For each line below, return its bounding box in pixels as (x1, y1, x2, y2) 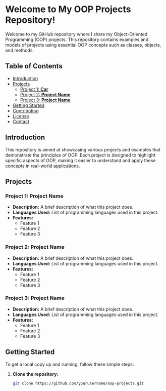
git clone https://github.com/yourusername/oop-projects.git (12, 381, 144, 386)
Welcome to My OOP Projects (5, 4, 131, 15)
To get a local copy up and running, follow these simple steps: (5, 361, 134, 367)
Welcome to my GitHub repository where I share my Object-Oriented (5, 31, 148, 37)
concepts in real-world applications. (5, 163, 80, 169)
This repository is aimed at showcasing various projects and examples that (5, 146, 160, 152)
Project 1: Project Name (5, 192, 64, 200)
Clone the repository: (12, 371, 59, 377)
